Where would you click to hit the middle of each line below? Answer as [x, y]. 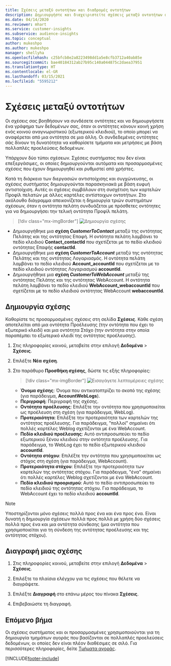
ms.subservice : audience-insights [42, 34]
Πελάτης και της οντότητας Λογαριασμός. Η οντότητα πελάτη [79, 258]
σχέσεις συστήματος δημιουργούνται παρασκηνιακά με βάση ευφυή [78, 184]
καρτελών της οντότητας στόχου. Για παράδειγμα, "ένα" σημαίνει [91, 472]
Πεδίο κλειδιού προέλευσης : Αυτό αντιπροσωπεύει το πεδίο [85, 434]
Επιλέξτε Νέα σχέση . [35, 360]
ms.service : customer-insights [38, 29]
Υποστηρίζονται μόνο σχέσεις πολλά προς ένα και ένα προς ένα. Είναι [81, 513]
